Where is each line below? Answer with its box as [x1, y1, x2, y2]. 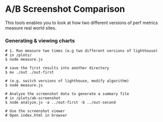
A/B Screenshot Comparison [5, 3, 125, 15]
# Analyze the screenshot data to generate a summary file [5, 91, 129, 96]
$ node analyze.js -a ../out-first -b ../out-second [5, 100, 116, 105]
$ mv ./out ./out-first [5, 70, 54, 75]
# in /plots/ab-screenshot [5, 96, 61, 101]
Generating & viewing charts [5, 37, 75, 44]
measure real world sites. [5, 25, 57, 30]
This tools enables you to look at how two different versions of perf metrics [5, 20, 158, 26]
